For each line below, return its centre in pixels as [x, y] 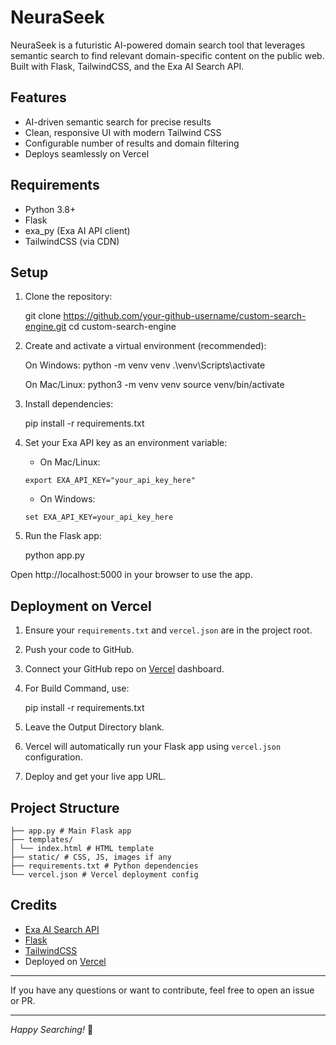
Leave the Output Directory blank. [94, 727]
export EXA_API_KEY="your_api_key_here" [110, 481]
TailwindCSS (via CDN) [72, 241]
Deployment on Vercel [81, 606]
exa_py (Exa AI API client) [77, 230]
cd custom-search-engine [122, 327]
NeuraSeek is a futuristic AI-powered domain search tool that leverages [158, 45]
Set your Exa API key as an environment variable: [126, 443]
